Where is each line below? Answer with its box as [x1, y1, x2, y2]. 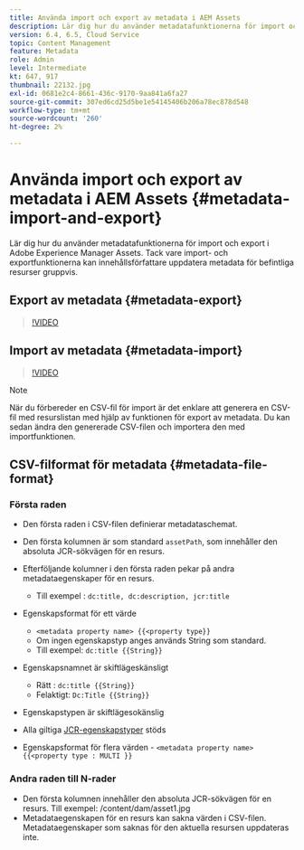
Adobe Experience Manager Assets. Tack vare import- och [9, 247, 229, 258]
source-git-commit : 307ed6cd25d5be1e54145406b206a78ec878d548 [9, 97, 249, 107]
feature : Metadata [9, 47, 79, 56]
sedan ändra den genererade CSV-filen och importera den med [9, 421, 246, 432]
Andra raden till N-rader [9, 772, 117, 785]
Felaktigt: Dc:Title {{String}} [35, 689, 150, 701]
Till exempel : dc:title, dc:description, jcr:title [35, 590, 230, 601]
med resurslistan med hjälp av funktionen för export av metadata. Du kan [17, 411, 290, 422]
